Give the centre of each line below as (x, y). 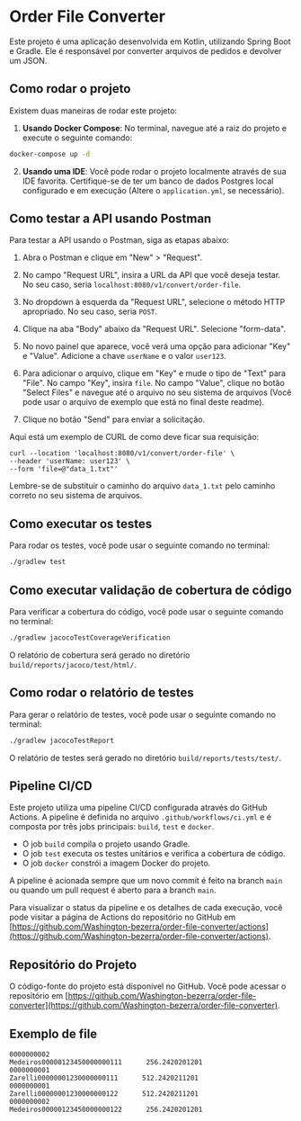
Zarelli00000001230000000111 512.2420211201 (104, 1078)
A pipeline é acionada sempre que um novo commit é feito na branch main (146, 881)
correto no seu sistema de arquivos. (76, 496)
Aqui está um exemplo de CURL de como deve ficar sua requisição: (134, 437)
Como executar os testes (81, 524)
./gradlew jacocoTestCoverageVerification (90, 637)
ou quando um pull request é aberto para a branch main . (113, 890)
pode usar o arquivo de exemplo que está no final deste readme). (143, 402)
